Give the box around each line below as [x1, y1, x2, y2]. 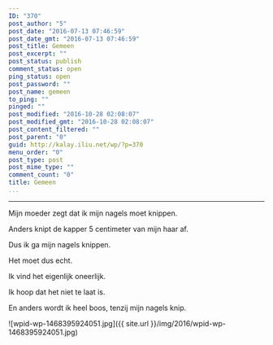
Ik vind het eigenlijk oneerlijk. [8, 271, 106, 281]
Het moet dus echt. [8, 255, 73, 265]
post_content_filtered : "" [8, 125, 100, 133]
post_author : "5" [8, 20, 67, 28]
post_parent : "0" [8, 133, 67, 141]
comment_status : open [8, 65, 82, 73]
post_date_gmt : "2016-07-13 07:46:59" [8, 34, 140, 43]
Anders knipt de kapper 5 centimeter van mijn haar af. [8, 224, 188, 234]
